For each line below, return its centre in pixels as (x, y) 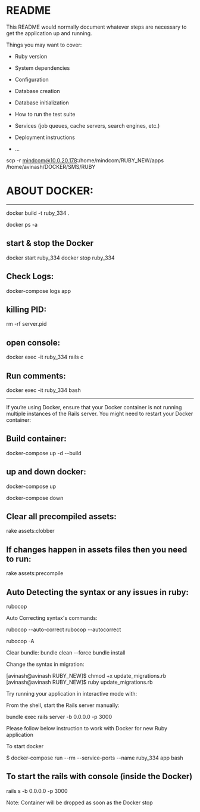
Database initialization (42, 103)
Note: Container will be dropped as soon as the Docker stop (79, 802)
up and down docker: (46, 472)
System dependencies (42, 68)
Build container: (36, 439)
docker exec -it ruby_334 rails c (45, 357)
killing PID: (26, 309)
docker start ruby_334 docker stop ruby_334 (60, 258)
